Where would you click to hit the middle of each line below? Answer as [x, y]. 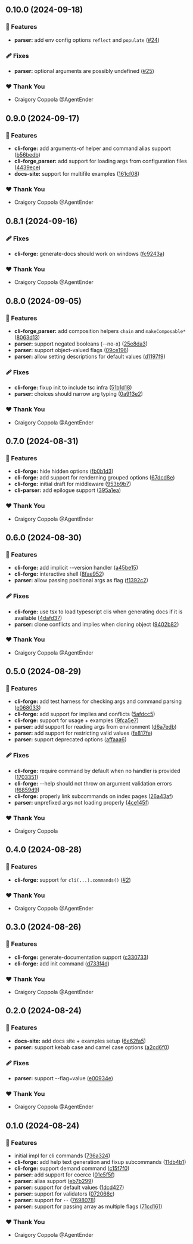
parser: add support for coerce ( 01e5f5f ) [65, 1175]
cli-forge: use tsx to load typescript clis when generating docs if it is [98, 612]
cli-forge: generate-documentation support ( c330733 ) [81, 957]
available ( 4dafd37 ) [38, 618]
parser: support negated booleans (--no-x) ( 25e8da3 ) [81, 344]
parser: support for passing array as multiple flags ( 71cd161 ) [88, 1206]
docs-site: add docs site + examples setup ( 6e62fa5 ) [80, 1041]
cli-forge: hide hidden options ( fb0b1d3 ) [64, 471]
